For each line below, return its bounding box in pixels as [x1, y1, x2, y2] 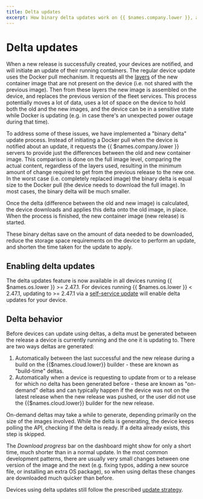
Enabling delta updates [6, 261, 95, 271]
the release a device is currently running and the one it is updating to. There [6, 336, 195, 344]
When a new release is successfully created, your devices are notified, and [6, 60, 193, 68]
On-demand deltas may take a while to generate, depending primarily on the [6, 411, 196, 419]
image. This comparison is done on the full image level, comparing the [6, 155, 181, 163]
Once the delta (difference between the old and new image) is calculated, [6, 200, 189, 207]
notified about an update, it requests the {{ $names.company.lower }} [6, 143, 179, 150]
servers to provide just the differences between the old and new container [6, 149, 191, 157]
